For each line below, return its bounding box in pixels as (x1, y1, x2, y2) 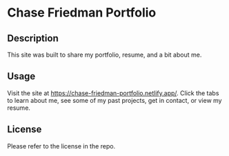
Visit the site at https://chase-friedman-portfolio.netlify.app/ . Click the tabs (7, 88, 219, 97)
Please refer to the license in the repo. (7, 142, 116, 150)
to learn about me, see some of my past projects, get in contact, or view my (7, 96, 222, 104)
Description (7, 32, 59, 44)
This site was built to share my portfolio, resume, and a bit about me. (7, 50, 202, 59)
